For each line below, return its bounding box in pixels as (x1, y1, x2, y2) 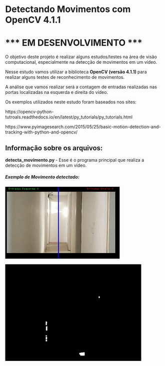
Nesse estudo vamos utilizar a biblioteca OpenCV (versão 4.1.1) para (5, 69, 147, 75)
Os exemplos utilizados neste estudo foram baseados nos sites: (5, 99, 136, 105)
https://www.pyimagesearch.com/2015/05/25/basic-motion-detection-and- (5, 124, 161, 130)
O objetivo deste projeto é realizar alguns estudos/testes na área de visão (5, 54, 157, 60)
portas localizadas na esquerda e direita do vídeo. (5, 89, 108, 95)
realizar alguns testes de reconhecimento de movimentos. (5, 74, 125, 80)
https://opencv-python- (5, 109, 54, 115)
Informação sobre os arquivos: (5, 144, 103, 152)
